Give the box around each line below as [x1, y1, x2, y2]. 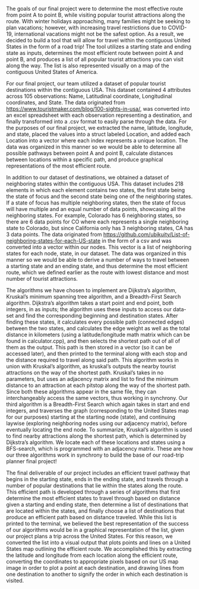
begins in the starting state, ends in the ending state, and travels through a [6, 476, 188, 482]
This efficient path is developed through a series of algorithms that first [6, 488, 181, 495]
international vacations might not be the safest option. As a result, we [14, 30, 184, 38]
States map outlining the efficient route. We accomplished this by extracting [6, 545, 192, 552]
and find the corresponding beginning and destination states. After [15, 312, 178, 319]
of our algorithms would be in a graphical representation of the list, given [6, 526, 185, 533]
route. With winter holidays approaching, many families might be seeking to [6, 18, 191, 24]
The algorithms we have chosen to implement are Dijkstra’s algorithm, [6, 287, 177, 294]
